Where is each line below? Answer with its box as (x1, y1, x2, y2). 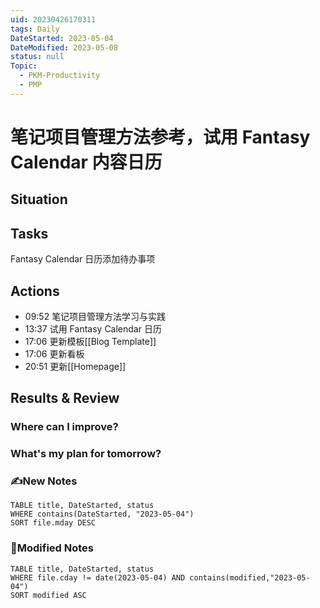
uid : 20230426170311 (10, 14, 97, 25)
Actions (10, 282, 60, 300)
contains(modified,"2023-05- (189, 572, 311, 583)
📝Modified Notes (10, 541, 95, 555)
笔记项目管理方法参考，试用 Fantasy (10, 126, 311, 148)
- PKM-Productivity (19, 71, 101, 81)
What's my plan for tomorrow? (10, 447, 162, 461)
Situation (10, 191, 68, 208)
